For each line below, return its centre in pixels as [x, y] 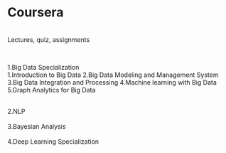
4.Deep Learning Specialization [53, 141]
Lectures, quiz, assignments [49, 39]
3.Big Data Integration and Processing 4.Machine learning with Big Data [112, 82]
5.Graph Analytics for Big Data [52, 90]
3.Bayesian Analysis [37, 126]
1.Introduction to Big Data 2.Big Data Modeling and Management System [113, 75]
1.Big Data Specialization [43, 67]
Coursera [36, 12]
